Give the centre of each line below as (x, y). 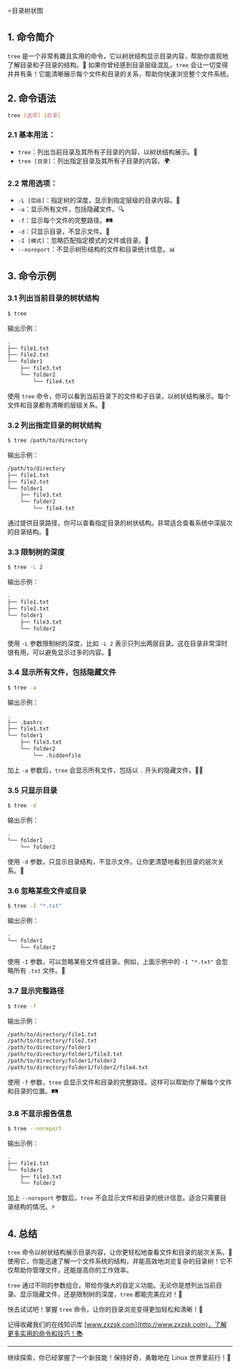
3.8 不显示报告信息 (40, 1113)
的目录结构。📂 (29, 532)
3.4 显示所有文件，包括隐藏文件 (62, 672)
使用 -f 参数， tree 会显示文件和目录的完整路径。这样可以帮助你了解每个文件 (120, 1082)
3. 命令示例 (32, 276)
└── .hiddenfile (57, 756)
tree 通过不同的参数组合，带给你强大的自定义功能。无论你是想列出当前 (112, 1285)
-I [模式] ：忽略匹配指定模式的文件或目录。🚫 (83, 241)
